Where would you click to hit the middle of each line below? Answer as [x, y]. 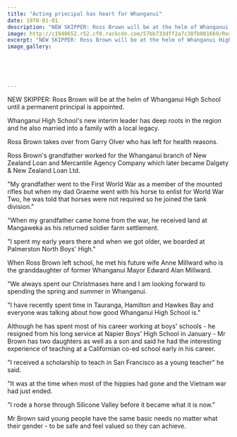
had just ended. [30, 391]
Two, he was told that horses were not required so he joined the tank [107, 199]
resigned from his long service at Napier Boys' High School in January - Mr [116, 334]
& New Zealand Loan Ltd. [44, 171]
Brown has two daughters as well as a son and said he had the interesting [114, 341]
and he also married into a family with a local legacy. [84, 128]
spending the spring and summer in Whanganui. [77, 292]
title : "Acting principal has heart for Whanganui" [85, 14]
